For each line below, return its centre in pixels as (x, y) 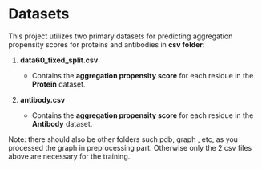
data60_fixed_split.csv (59, 60)
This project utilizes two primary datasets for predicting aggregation (121, 36)
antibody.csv (42, 99)
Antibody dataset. (62, 123)
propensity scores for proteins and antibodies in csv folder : (107, 44)
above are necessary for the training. (69, 156)
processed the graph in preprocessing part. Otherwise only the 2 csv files (130, 147)
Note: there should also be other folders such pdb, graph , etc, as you (123, 139)
